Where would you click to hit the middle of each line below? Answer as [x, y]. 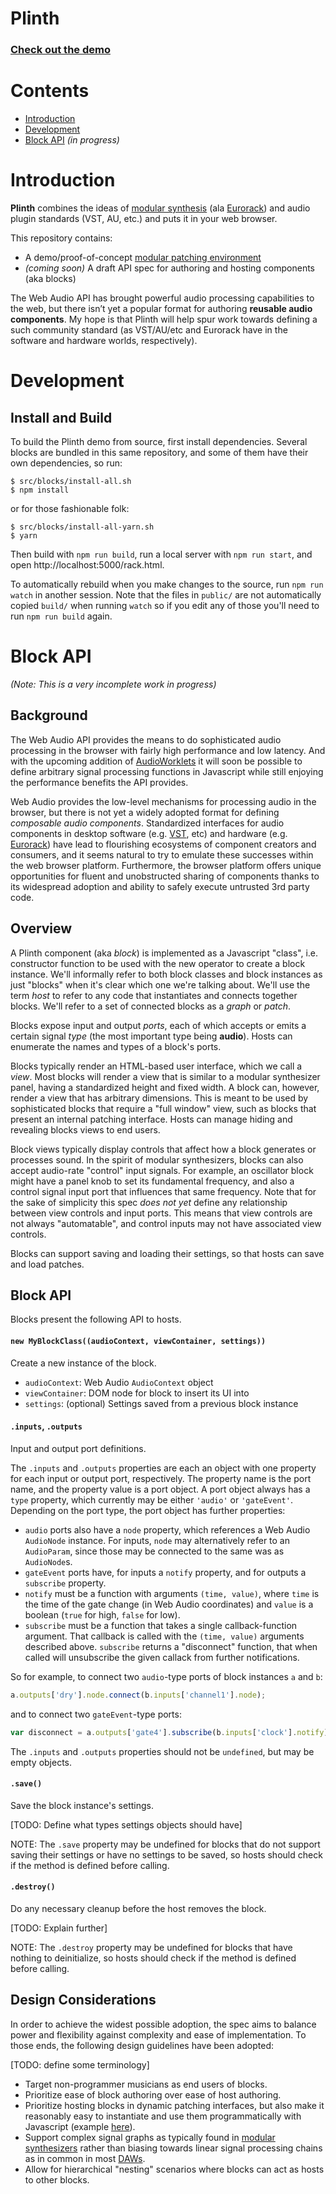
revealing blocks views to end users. [85, 1129]
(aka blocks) [50, 278]
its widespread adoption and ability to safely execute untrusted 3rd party [160, 886]
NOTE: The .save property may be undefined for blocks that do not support [165, 1844]
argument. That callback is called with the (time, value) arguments [164, 1636]
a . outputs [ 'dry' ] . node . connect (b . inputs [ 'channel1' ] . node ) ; [138, 1695]
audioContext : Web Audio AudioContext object [119, 1382]
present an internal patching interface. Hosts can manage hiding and [151, 1119]
